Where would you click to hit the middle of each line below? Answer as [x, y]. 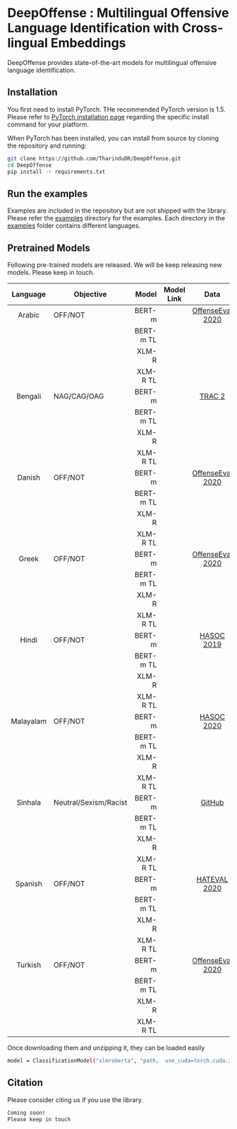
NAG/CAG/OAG [79, 396]
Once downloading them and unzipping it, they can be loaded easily [106, 1048]
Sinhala [29, 802]
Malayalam [29, 721]
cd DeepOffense [30, 165]
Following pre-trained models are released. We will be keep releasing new [115, 265]
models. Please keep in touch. [51, 272]
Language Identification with [93, 28]
